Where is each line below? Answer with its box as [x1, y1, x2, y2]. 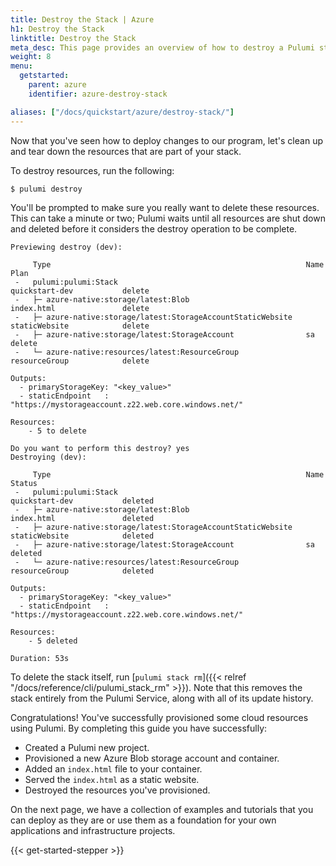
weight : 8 [10, 52, 52, 62]
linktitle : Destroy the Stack [10, 33, 137, 43]
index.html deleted [10, 514, 155, 524]
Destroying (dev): [10, 452, 87, 463]
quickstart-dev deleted [10, 496, 155, 506]
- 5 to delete [28, 426, 87, 436]
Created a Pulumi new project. [24, 742, 150, 754]
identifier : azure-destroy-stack [28, 89, 168, 99]
